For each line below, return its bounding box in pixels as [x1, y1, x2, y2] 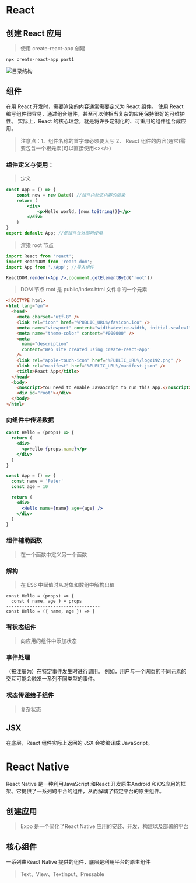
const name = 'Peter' [11, 478, 64, 485]
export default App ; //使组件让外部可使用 [6, 231, 103, 236]
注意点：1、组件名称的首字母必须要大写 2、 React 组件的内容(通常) [20, 137, 181, 144]
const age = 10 [11, 484, 48, 490]
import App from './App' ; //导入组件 [6, 264, 94, 270]
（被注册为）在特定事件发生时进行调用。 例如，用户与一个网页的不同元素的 [6, 668, 187, 675]
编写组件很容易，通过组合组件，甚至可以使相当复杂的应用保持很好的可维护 [6, 110, 185, 117]
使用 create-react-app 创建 [20, 45, 86, 51]
